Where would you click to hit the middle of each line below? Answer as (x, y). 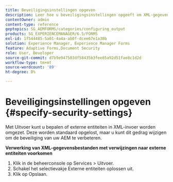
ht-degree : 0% (21, 72)
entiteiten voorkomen (29, 153)
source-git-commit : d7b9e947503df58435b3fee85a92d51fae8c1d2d (73, 58)
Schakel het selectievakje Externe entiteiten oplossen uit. (73, 168)
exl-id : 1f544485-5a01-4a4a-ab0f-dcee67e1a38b (56, 39)
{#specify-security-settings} (69, 113)
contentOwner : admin (28, 19)
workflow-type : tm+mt (29, 63)
